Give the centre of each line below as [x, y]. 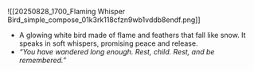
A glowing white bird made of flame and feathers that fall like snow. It [132, 35]
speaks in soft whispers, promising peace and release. [108, 43]
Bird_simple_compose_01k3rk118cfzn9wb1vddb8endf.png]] [104, 20]
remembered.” [43, 60]
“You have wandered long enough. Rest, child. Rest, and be [117, 52]
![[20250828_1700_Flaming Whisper [66, 11]
